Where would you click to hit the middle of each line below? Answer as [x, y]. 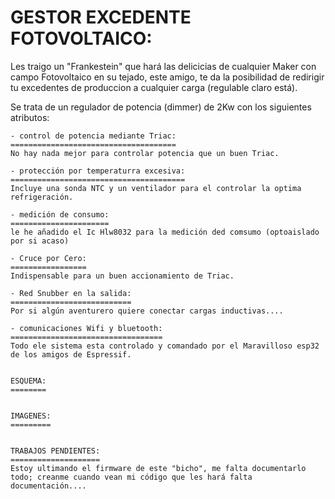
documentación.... [48, 486]
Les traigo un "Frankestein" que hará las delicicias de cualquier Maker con [163, 66]
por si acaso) [40, 241]
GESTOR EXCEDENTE [101, 17]
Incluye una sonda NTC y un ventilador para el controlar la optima [156, 188]
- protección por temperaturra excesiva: [98, 171]
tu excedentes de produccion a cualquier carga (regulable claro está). [154, 87]
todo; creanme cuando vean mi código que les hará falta [131, 477]
